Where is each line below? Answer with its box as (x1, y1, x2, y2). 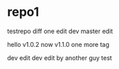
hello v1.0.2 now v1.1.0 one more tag (7, 40, 109, 48)
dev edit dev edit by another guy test (7, 53, 112, 62)
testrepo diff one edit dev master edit (7, 27, 113, 35)
